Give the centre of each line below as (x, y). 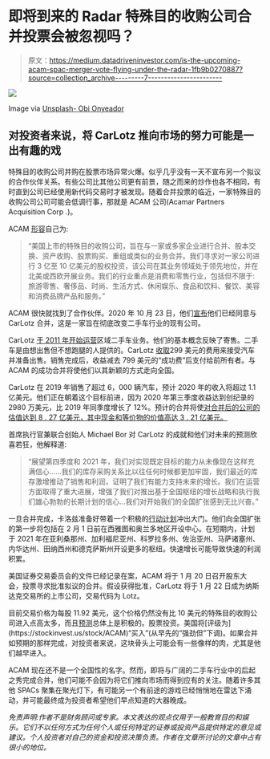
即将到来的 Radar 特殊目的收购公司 (123, 16)
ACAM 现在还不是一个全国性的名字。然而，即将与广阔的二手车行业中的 (125, 670)
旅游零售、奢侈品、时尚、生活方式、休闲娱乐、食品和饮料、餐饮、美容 (144, 286)
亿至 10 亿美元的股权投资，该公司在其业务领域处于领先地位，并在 (151, 266)
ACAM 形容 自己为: (38, 229)
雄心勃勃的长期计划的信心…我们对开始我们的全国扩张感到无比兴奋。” (147, 501)
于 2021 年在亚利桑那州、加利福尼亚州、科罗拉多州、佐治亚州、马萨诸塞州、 (134, 538)
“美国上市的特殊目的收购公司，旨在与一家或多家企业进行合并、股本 (138, 246)
